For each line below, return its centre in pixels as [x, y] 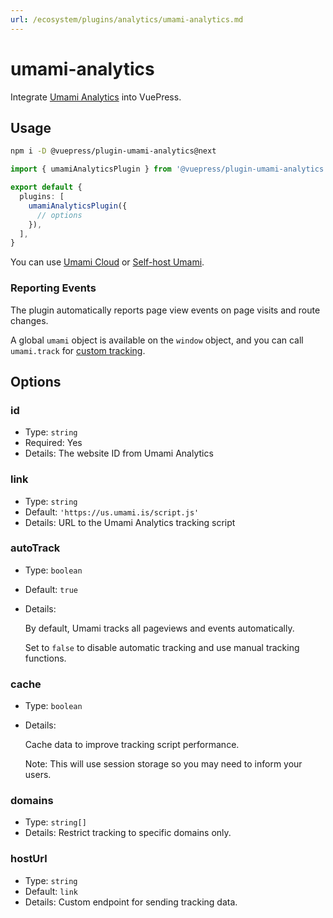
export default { [46, 187]
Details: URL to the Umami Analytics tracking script [130, 522]
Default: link [51, 891]
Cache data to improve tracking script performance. [132, 745]
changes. [29, 320]
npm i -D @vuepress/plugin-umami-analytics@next [113, 151]
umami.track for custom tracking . [78, 350]
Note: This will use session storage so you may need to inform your [163, 764]
